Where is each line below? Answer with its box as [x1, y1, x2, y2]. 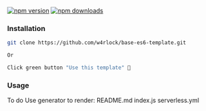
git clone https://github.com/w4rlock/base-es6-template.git [7, 39, 187, 46]
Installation [7, 23, 46, 33]
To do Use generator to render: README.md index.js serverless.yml [7, 97, 200, 105]
